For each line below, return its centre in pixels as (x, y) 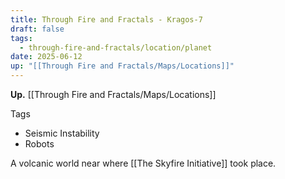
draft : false (37, 29)
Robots (39, 144)
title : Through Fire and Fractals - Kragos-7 (106, 19)
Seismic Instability (62, 133)
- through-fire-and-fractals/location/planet (116, 47)
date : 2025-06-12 (46, 57)
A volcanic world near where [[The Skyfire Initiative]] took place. (143, 163)
